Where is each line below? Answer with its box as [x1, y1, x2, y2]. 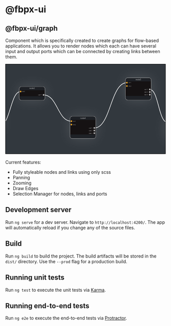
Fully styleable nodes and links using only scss [12, 169, 111, 175]
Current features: [5, 159, 42, 166]
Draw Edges [12, 185, 39, 192]
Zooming [12, 180, 32, 186]
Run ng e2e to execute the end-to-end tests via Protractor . [5, 315, 127, 321]
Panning [12, 175, 31, 181]
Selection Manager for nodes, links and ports [12, 191, 107, 197]
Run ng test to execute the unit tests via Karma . [5, 287, 106, 293]
